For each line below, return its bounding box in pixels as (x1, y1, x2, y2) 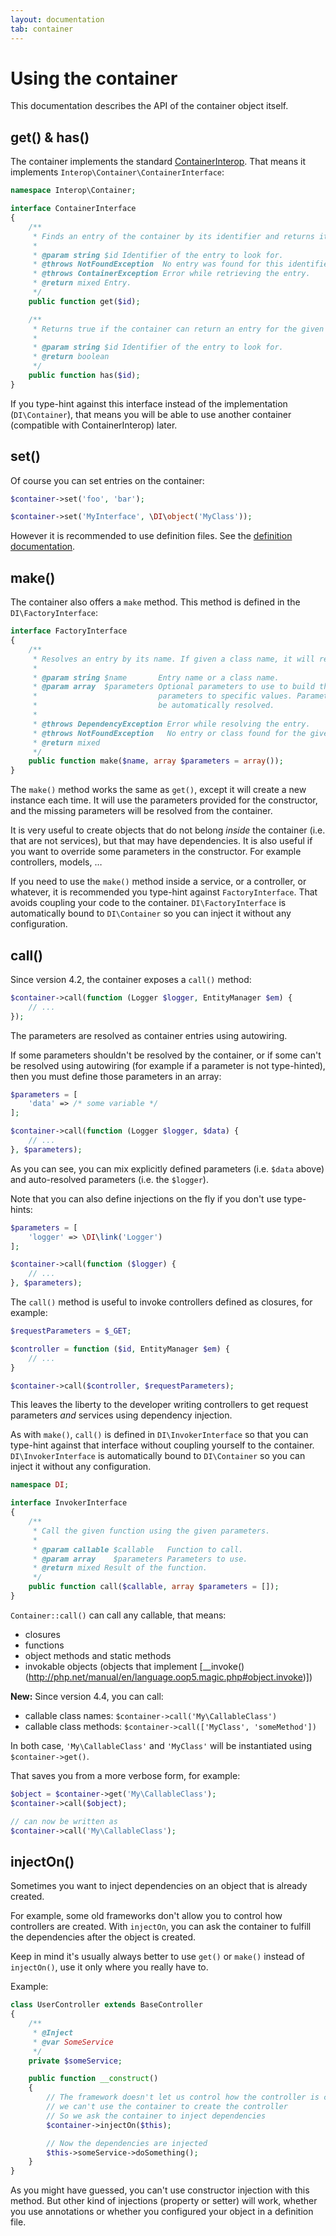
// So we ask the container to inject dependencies (46, 2111, 267, 2121)
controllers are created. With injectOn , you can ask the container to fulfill (10, 1921, 312, 1933)
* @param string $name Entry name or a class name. (32, 672, 280, 683)
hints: (10, 1203, 33, 1215)
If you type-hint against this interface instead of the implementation (10, 397, 288, 410)
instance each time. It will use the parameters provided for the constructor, (10, 794, 318, 806)
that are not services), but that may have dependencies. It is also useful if (10, 835, 313, 847)
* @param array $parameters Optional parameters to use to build (32, 682, 315, 692)
